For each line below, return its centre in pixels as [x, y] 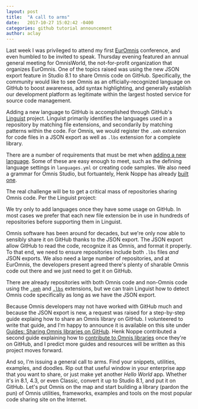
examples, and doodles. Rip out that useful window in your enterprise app [96, 368]
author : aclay [24, 34]
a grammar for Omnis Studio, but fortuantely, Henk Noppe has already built [98, 174]
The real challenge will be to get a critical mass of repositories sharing [92, 191]
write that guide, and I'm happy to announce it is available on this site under [98, 325]
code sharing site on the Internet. [47, 400]
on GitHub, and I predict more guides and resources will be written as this [96, 344]
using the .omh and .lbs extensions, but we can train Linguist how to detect [98, 289]
